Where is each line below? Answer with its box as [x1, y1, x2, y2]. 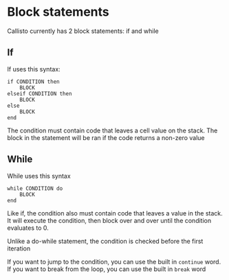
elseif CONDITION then [7, 90, 72, 97]
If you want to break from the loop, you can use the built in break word [7, 265, 206, 273]
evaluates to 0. [7, 224, 50, 232]
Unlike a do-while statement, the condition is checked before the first [7, 237, 204, 245]
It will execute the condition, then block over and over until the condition [7, 216, 212, 224]
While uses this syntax [7, 172, 71, 180]
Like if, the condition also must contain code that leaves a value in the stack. [7, 209, 223, 217]
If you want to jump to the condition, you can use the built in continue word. [7, 257, 221, 266]
